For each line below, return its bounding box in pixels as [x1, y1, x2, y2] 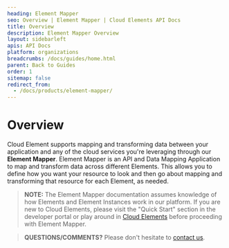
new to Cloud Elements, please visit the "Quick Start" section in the [24, 205, 216, 213]
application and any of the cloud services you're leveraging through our [7, 148, 212, 156]
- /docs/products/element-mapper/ [13, 87, 113, 94]
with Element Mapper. [24, 220, 86, 229]
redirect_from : [7, 81, 51, 88]
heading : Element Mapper [7, 10, 79, 17]
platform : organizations [7, 49, 79, 56]
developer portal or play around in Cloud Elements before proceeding [24, 213, 223, 221]
